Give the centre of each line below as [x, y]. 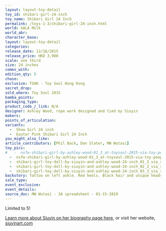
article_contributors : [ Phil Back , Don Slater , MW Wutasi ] [67, 144]
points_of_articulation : [31, 120]
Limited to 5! [18, 208]
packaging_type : [22, 102]
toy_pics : [15, 148]
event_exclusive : [23, 185]
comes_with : [17, 70]
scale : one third [23, 60]
